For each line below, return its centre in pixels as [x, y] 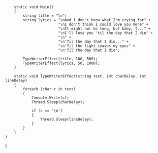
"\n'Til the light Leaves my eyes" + [96, 46]
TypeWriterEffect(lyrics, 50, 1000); [61, 63]
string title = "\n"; [45, 16]
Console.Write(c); [50, 98]
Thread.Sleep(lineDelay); [67, 119]
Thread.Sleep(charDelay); [58, 102]
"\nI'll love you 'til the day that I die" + [105, 33]
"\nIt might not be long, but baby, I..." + [104, 29]
